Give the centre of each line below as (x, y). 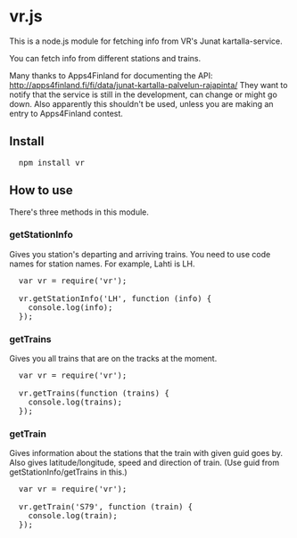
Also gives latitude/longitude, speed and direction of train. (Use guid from (144, 463)
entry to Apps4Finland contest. (66, 113)
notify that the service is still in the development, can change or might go (144, 94)
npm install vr (51, 163)
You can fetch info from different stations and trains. (105, 58)
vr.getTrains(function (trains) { (94, 393)
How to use (41, 190)
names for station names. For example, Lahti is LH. (102, 264)
